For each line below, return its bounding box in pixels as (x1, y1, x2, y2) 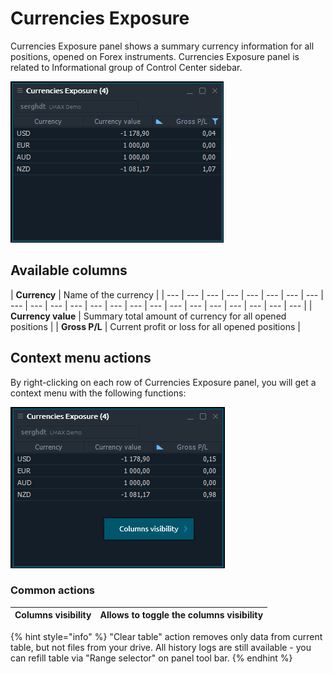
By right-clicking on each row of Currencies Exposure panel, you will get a (10, 376, 317, 388)
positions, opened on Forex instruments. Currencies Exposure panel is (10, 50, 300, 62)
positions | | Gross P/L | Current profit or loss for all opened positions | (10, 320, 301, 332)
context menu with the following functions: (10, 387, 187, 399)
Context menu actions (10, 350, 152, 367)
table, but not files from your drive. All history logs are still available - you (10, 641, 312, 653)
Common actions (10, 583, 96, 597)
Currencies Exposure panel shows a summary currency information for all (10, 40, 315, 52)
